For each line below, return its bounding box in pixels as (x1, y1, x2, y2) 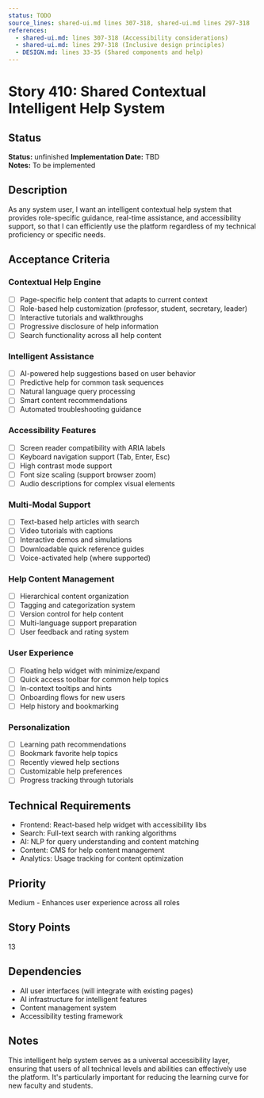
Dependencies (8, 965, 82, 978)
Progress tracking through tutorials (19, 775, 134, 785)
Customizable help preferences (19, 766, 123, 776)
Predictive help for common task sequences (19, 378, 164, 387)
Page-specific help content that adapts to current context (19, 294, 209, 304)
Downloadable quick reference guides (19, 544, 144, 554)
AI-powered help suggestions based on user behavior (19, 369, 196, 378)
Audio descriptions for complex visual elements (19, 478, 176, 488)
